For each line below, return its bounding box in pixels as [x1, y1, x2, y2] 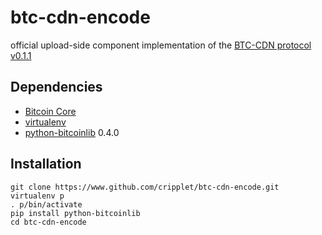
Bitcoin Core [24, 105, 77, 117]
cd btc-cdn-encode [10, 217, 87, 227]
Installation [10, 156, 82, 173]
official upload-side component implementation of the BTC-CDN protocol [10, 39, 312, 51]
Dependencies [10, 79, 103, 96]
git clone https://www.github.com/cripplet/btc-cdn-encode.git [10, 182, 280, 192]
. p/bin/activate [10, 199, 83, 210]
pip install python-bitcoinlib [10, 208, 141, 218]
